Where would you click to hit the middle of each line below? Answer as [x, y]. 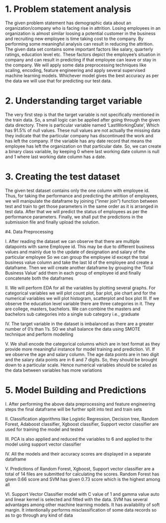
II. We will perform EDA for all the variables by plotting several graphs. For [81, 288]
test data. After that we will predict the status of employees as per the [76, 211]
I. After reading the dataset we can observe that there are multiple [72, 241]
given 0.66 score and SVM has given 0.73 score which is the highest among [83, 479]
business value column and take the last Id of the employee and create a [79, 262]
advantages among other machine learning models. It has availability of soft [83, 505]
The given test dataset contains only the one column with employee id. [77, 190]
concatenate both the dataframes [39, 278]
